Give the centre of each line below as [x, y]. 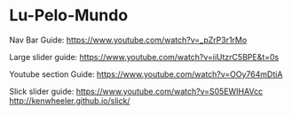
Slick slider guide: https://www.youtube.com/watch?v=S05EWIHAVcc [136, 91]
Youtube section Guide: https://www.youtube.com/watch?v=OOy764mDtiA [146, 74]
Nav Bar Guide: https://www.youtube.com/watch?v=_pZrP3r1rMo [128, 40]
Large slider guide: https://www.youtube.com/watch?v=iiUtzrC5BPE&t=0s [144, 57]
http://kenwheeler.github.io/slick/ [70, 100]
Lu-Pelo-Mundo [69, 15]
